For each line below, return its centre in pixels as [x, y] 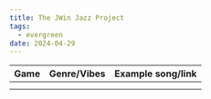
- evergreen [41, 35]
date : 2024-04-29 [42, 43]
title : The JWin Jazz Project [67, 18]
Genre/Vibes [77, 74]
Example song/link [155, 74]
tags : [20, 26]
